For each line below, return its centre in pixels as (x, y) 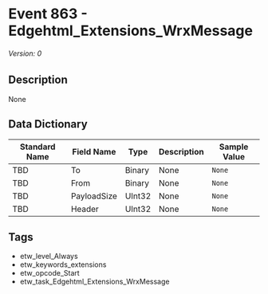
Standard (37, 147)
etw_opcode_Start (49, 273)
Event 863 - (48, 14)
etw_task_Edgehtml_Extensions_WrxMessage (95, 282)
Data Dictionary (48, 124)
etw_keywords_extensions (63, 265)
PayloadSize (94, 196)
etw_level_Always (49, 257)
